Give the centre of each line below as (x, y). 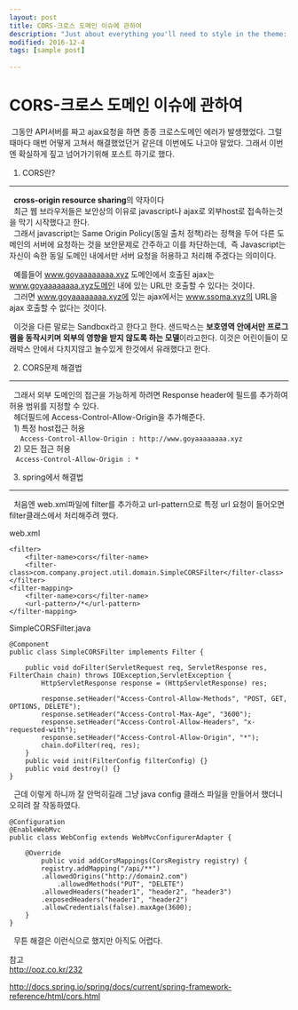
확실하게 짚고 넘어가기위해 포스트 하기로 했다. (97, 154)
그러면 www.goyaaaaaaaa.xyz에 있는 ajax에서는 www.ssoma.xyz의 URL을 (145, 296)
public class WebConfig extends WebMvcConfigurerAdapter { (121, 837)
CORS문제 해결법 (52, 367)
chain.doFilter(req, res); (91, 745)
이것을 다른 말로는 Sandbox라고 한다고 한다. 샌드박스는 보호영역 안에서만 (139, 326)
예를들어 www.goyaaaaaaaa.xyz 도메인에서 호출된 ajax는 (114, 274)
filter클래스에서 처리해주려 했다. (64, 515)
